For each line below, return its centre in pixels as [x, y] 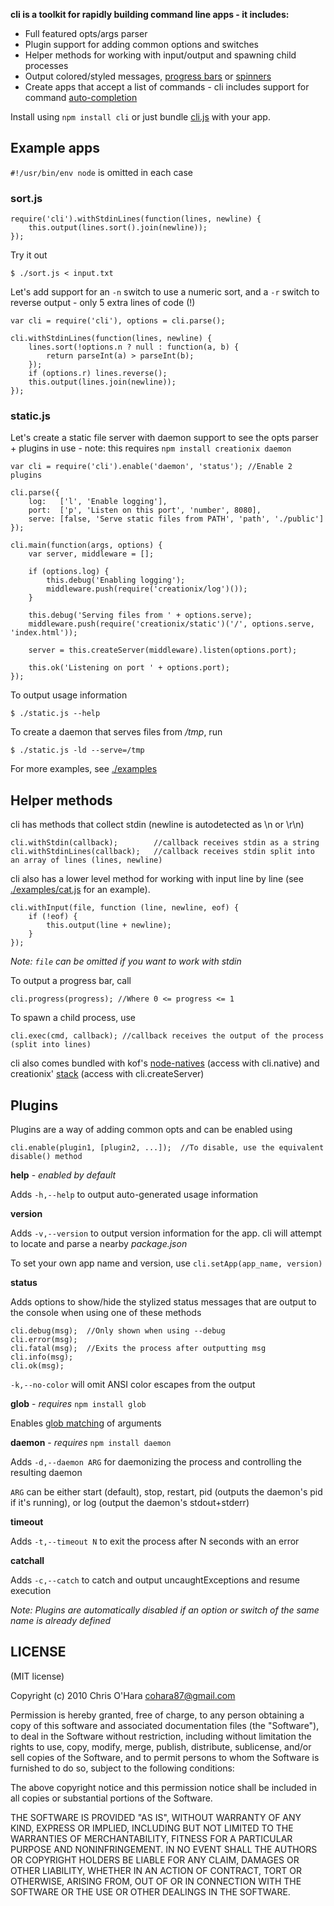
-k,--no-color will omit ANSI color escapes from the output [133, 1385]
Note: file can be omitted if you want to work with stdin [126, 961]
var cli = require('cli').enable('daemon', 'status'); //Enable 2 [151, 467]
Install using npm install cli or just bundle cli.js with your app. [140, 117]
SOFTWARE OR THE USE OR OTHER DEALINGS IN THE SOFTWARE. [150, 1891]
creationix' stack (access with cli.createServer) [107, 1074]
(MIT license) [37, 1676]
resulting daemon [46, 1473]
